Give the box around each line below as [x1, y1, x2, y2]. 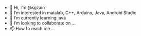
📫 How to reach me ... [9, 26, 55, 31]
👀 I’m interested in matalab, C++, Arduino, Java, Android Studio [9, 10, 137, 16]
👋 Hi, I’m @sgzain [9, 5, 45, 10]
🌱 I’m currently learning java [9, 15, 66, 20]
